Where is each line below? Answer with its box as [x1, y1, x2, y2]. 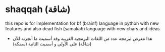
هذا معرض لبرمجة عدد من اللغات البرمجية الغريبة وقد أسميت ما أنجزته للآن [12, 35, 152, 41]
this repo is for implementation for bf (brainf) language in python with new [5, 20, 159, 26]
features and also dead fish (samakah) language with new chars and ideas [5, 25, 160, 31]
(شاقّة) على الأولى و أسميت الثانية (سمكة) [12, 40, 92, 46]
